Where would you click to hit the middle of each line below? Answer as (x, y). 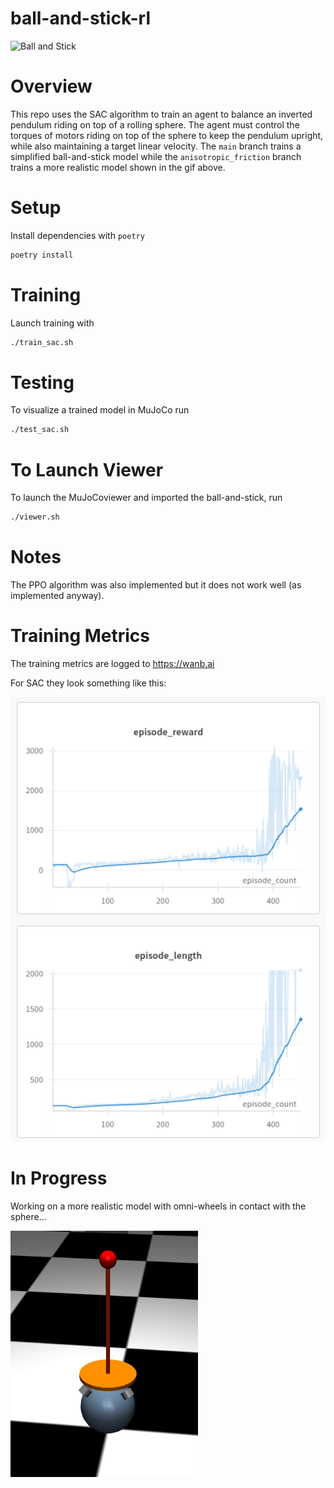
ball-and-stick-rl (81, 18)
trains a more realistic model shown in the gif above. (118, 167)
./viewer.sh (35, 517)
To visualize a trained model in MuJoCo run (100, 410)
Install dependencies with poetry (77, 235)
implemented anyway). (57, 596)
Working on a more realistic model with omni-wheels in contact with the (158, 1206)
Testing (42, 382)
